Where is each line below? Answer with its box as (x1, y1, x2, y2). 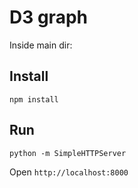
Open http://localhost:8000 (9, 166, 129, 178)
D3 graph (9, 6, 88, 29)
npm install (9, 94, 59, 105)
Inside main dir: (9, 39, 73, 51)
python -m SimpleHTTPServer (9, 148, 127, 158)
